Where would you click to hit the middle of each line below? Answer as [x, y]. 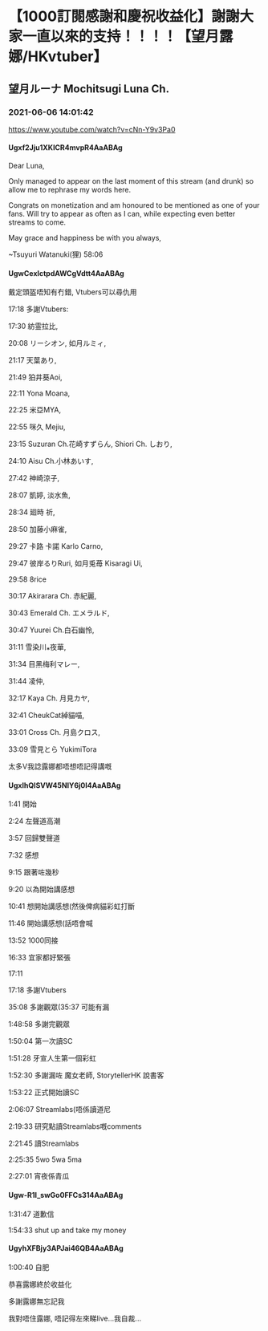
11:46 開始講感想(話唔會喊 [51, 923]
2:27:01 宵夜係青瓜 [39, 1176]
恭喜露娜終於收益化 [40, 1284]
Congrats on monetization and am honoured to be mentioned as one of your [134, 205]
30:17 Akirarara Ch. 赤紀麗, [53, 596]
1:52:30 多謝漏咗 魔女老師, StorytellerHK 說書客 [86, 1075]
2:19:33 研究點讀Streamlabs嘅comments [75, 1126]
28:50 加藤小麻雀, [38, 530]
